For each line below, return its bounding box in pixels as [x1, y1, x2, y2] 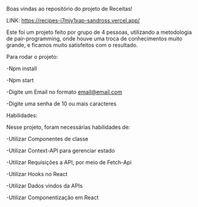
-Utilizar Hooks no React [6, 171, 68, 177]
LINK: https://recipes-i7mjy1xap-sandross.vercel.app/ [6, 17, 140, 24]
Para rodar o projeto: [6, 53, 58, 60]
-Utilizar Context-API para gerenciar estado [6, 147, 115, 154]
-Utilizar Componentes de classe [6, 136, 89, 142]
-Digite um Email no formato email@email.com [6, 88, 123, 96]
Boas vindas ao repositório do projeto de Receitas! [6, 5, 132, 12]
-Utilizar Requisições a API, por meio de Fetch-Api [6, 159, 132, 166]
